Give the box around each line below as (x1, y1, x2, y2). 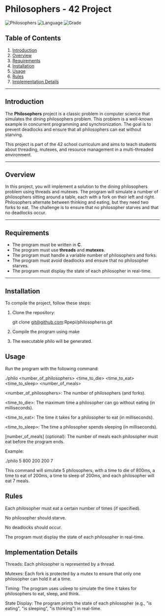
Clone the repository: (12, 310, 55, 315)
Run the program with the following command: (5, 365, 99, 371)
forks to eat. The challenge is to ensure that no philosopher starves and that (5, 205, 159, 211)
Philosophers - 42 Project (5, 3, 112, 15)
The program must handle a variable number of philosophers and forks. (12, 253, 157, 258)
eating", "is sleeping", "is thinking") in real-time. (5, 606, 102, 612)
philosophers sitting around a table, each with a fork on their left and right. (5, 194, 156, 200)
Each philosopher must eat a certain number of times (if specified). (5, 505, 141, 511)
